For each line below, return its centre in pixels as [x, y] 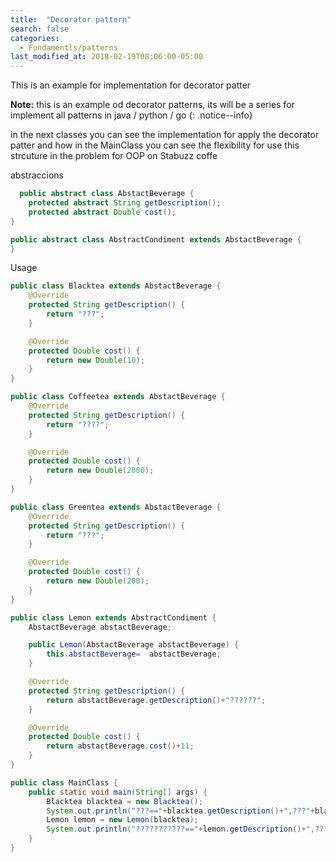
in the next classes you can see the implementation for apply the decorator [165, 135]
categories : [35, 38]
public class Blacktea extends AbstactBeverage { [116, 286]
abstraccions [37, 175]
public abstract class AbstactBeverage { [107, 194]
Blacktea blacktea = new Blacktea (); [124, 801]
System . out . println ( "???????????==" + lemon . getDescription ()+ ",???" [189, 829]
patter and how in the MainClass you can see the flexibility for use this [155, 145]
